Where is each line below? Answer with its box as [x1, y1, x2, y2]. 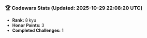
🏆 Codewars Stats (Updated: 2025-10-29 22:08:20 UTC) [5, 4, 143, 11]
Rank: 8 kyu [12, 17, 36, 23]
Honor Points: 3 [12, 23, 44, 28]
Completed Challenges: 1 [12, 27, 64, 33]
